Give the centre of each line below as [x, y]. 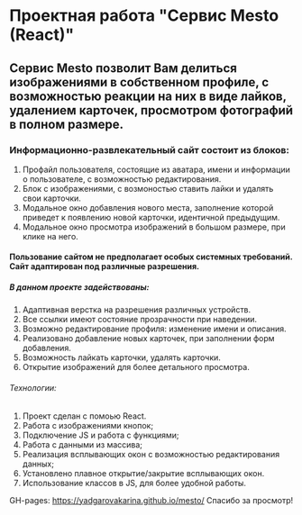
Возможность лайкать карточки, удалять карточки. [121, 357]
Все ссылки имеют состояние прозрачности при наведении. [140, 320]
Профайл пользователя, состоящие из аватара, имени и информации [156, 169]
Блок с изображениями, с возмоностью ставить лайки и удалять [148, 188]
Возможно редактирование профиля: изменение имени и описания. [154, 329]
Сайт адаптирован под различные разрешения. [105, 267]
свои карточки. [51, 198]
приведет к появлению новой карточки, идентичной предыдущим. [151, 217]
